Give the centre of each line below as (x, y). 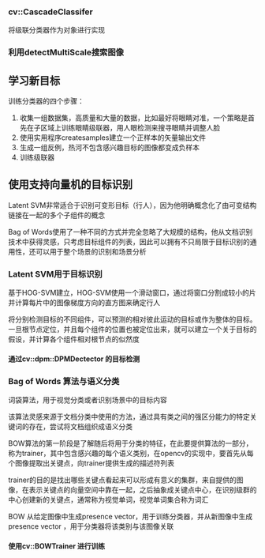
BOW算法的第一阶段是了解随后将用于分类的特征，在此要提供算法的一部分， (131, 443)
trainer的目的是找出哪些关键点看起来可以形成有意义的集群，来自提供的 (122, 480)
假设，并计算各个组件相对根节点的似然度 (74, 339)
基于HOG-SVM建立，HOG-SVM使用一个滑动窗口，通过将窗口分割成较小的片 (132, 293)
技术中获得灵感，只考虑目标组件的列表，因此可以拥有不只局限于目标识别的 (129, 241)
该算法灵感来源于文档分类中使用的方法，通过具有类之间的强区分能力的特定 (129, 417)
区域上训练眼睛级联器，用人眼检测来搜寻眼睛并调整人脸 (131, 128)
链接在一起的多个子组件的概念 (56, 215)
